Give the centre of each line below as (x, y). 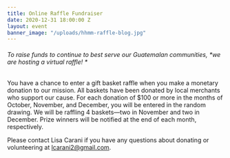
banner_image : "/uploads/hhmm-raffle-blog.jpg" (77, 33)
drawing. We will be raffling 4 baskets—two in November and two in (103, 112)
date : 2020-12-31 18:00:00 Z (49, 20)
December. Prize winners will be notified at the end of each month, (102, 120)
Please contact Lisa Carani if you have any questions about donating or (108, 140)
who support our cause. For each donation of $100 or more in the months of (115, 98)
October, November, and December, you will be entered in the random (107, 105)
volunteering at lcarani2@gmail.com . (59, 148)
